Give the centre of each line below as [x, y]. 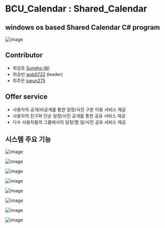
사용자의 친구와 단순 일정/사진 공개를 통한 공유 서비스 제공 [69, 116]
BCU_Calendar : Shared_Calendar [76, 9]
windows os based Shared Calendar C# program [82, 27]
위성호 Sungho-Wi [31, 68]
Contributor [24, 55]
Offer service [26, 97]
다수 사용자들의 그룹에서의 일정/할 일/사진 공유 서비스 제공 [69, 122]
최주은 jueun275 [29, 81]
